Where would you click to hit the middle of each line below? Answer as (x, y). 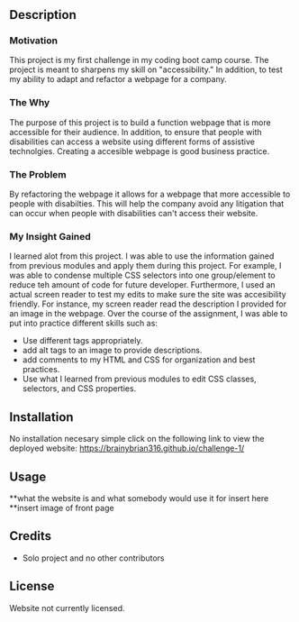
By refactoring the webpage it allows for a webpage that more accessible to (150, 194)
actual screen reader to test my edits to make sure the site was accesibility (148, 295)
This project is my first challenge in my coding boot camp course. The (139, 60)
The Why (30, 103)
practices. (41, 370)
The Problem (38, 174)
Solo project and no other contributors (93, 558)
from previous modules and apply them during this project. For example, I (145, 266)
